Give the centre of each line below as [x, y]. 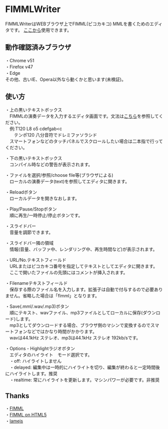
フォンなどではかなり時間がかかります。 [55, 331]
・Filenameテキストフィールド [37, 283]
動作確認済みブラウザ [38, 47]
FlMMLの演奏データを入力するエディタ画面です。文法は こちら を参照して [84, 116]
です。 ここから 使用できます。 [40, 30]
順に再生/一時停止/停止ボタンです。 [46, 215]
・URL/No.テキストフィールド [36, 260]
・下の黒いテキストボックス [34, 158]
